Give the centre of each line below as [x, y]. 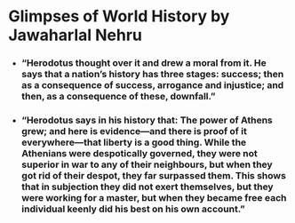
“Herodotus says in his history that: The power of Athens [147, 120]
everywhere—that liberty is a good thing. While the [134, 142]
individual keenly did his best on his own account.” [133, 209]
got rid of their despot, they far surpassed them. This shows [153, 176]
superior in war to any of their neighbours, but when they [147, 164]
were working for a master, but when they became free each [154, 198]
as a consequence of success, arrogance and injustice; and [152, 85]
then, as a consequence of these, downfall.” [118, 97]
